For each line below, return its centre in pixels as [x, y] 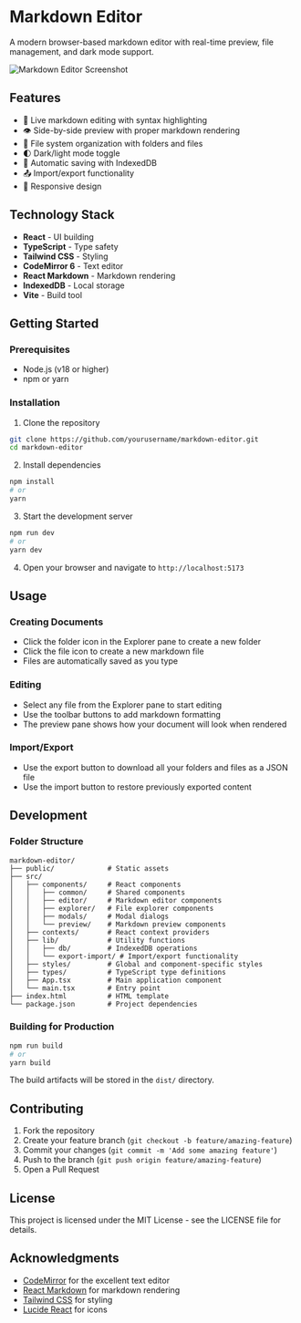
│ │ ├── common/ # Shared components [97, 892]
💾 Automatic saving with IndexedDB [90, 162]
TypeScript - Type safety [70, 246]
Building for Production [62, 1027]
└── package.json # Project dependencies [104, 1004]
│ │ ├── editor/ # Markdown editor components [116, 900]
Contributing [47, 1108]
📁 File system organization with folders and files [113, 143]
